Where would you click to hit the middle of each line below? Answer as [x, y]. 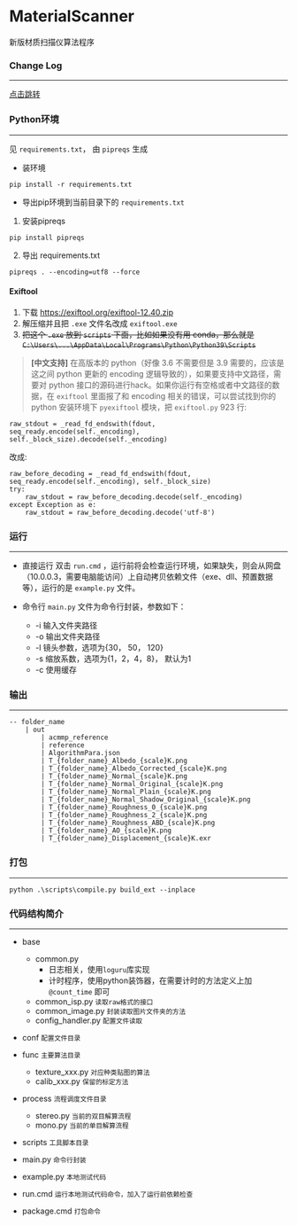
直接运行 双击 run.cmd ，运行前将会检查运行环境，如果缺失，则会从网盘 [151, 566]
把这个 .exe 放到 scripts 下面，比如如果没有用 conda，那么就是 [138, 334]
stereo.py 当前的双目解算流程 [83, 1115]
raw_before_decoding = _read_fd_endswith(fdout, [100, 473]
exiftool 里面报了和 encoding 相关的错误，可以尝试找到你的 [166, 395]
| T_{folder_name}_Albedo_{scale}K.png [114, 761]
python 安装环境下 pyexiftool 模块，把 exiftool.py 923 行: [139, 407]
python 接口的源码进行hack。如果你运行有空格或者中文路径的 [160, 385]
